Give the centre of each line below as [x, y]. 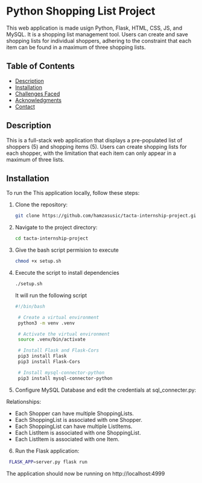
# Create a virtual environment [58, 317]
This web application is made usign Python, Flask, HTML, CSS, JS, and [94, 28]
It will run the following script [51, 295]
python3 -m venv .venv [46, 323]
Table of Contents [41, 66]
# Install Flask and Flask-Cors [58, 350]
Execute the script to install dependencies [67, 273]
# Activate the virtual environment [64, 334]
